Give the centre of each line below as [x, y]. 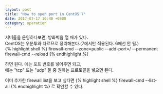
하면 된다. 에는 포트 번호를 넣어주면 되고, [43, 64]
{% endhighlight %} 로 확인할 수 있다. [47, 86]
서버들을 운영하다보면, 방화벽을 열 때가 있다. [47, 37]
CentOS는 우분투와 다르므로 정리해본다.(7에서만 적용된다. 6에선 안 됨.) [72, 44]
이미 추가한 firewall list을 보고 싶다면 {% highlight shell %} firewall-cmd [75, 80]
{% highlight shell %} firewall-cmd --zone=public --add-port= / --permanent [81, 49]
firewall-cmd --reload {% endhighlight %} [47, 54]
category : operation [26, 23]
